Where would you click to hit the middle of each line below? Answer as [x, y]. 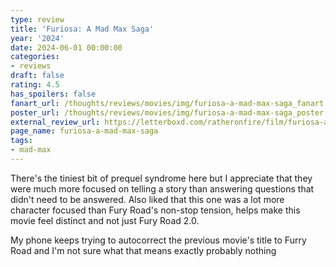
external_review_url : [55, 122]
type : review [37, 19]
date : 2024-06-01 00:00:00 [66, 47]
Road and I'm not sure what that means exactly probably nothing [143, 250]
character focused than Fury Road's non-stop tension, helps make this [155, 210]
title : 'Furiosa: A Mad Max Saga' [82, 29]
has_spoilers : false [53, 94]
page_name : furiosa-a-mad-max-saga [84, 131]
